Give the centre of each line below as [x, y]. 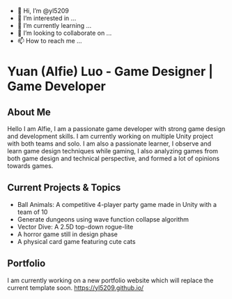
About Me [29, 112]
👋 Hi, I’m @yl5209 [43, 11]
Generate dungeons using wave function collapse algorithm [103, 219]
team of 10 [32, 212]
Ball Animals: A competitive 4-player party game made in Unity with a [117, 204]
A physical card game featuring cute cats [76, 241]
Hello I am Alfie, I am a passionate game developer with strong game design [116, 129]
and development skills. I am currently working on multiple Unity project [110, 136]
